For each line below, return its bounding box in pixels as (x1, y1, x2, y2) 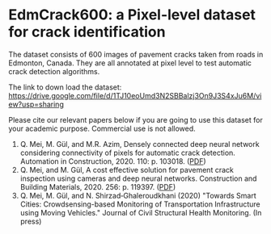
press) (19, 216, 42, 226)
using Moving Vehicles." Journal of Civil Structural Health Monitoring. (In (19, 207, 262, 217)
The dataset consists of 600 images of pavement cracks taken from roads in (8, 49, 264, 59)
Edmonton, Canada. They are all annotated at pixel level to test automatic (8, 58, 252, 68)
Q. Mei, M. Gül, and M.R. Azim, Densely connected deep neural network (19, 139, 260, 148)
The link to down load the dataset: (8, 82, 122, 92)
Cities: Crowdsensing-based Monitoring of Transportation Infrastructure (19, 199, 260, 209)
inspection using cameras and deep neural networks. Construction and (19, 173, 257, 183)
